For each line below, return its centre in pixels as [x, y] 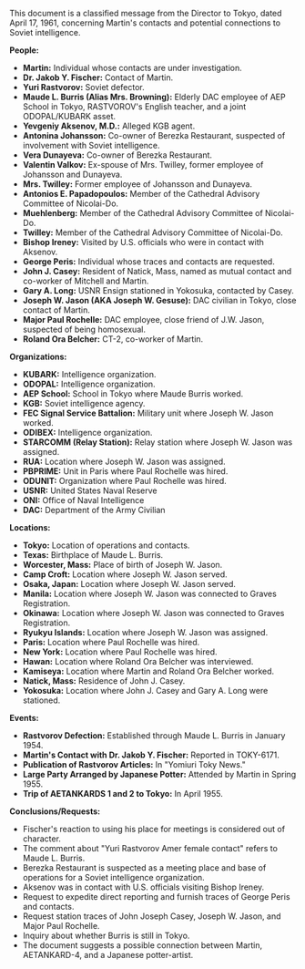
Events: [24, 718]
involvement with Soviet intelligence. [91, 145]
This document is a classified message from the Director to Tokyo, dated [146, 13]
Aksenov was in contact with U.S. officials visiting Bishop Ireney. [143, 887]
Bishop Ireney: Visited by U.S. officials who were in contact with [143, 242]
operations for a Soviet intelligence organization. [113, 877]
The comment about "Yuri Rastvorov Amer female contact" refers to [150, 848]
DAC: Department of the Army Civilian [94, 510]
